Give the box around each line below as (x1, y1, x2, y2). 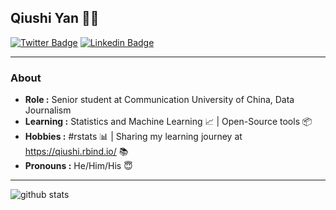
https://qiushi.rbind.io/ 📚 (24, 146, 129, 158)
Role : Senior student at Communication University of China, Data (24, 94, 295, 106)
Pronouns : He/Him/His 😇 (24, 160, 133, 172)
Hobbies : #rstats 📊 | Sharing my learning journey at (24, 131, 243, 143)
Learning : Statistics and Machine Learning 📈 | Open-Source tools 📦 (24, 116, 313, 128)
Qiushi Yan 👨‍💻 (10, 10, 100, 27)
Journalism (24, 104, 72, 116)
